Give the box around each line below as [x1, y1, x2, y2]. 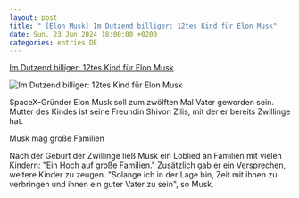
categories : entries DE [9, 37, 98, 47]
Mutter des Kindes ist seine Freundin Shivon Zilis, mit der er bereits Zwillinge [9, 106, 291, 117]
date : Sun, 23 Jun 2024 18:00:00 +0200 [9, 29, 158, 38]
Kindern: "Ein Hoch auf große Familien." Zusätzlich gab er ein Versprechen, [9, 160, 287, 170]
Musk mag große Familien [9, 133, 104, 144]
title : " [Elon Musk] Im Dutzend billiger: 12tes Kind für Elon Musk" [9, 21, 278, 30]
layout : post [9, 12, 58, 22]
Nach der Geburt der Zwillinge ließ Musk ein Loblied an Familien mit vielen [9, 151, 283, 161]
